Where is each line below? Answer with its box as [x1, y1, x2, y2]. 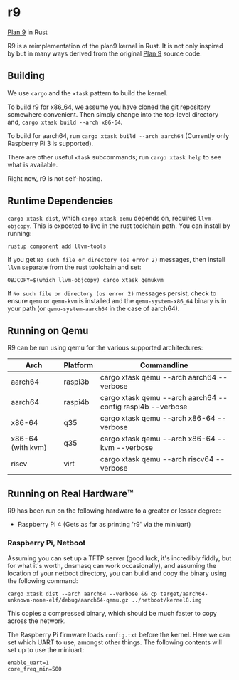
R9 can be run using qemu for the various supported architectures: [7, 343, 203, 352]
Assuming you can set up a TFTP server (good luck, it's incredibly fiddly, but [7, 554, 232, 563]
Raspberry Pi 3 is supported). [7, 139, 94, 147]
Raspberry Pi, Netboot [7, 538, 86, 548]
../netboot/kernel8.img [131, 597, 202, 604]
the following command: [7, 577, 78, 585]
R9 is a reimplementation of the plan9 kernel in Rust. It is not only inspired [7, 41, 223, 50]
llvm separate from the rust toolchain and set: [7, 263, 142, 271]
